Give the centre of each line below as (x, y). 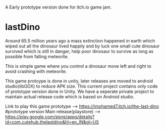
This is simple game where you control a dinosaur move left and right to (78, 66)
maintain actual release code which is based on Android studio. (70, 96)
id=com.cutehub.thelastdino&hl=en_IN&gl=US (52, 122)
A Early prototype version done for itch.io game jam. (58, 7)
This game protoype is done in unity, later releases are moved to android (79, 81)
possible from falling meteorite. (37, 56)
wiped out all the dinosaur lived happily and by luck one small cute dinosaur (82, 46)
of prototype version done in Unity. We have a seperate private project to (80, 91)
